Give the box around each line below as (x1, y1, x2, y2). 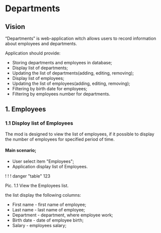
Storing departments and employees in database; (12, 60, 112, 65)
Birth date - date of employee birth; (12, 217, 84, 223)
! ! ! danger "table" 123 (5, 173, 51, 179)
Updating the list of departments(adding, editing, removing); (12, 70, 134, 76)
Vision (5, 23, 26, 31)
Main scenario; (5, 148, 37, 154)
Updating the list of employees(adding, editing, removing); (12, 80, 131, 86)
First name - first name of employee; (12, 202, 86, 207)
